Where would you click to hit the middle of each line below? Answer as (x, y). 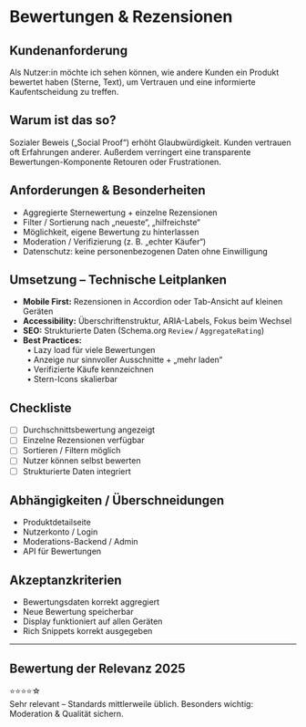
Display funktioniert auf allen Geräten (92, 621)
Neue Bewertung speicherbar (78, 612)
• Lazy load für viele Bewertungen (91, 350)
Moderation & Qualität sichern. (67, 714)
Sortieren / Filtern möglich (71, 451)
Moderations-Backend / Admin (80, 542)
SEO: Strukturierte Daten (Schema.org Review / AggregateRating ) (143, 331)
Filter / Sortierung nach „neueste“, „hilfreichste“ (111, 222)
